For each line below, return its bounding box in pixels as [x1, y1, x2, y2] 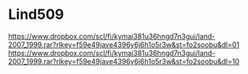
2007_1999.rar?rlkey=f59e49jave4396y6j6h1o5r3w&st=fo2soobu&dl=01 [8, 39, 240, 49]
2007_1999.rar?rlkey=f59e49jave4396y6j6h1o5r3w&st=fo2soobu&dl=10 [8, 57, 240, 66]
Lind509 [8, 6, 65, 24]
